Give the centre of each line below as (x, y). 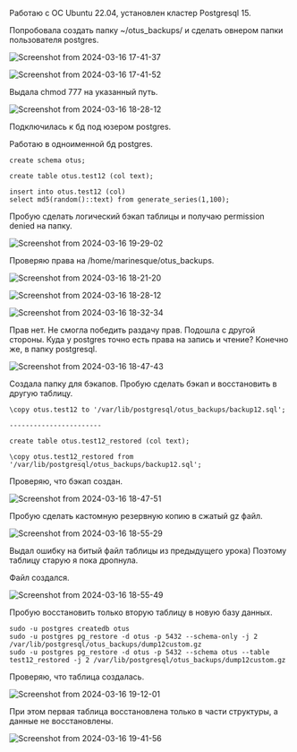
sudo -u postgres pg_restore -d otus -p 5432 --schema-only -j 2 (133, 636)
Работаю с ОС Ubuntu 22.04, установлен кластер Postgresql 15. (131, 13)
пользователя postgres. (54, 40)
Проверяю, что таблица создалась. (77, 677)
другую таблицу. (41, 393)
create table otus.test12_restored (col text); (100, 441)
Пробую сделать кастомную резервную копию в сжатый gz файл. (136, 516)
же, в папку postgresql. (53, 349)
